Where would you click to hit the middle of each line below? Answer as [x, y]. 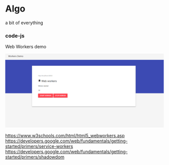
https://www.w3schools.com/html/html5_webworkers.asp [65, 135]
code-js [15, 36]
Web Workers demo [26, 47]
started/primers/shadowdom [35, 157]
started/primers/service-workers [39, 146]
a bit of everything [24, 23]
